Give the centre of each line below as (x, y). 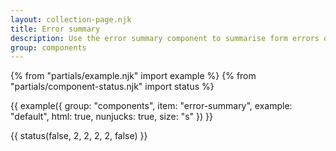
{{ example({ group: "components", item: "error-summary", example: (151, 106)
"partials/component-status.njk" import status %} (112, 87)
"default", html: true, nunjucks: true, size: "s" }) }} (111, 117)
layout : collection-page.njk (71, 19)
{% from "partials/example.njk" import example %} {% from (133, 76)
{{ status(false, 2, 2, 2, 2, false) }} (79, 136)
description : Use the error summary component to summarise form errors (165, 38)
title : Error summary (55, 29)
